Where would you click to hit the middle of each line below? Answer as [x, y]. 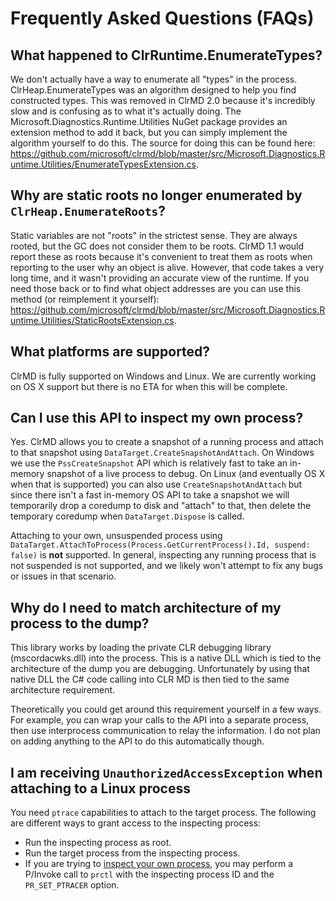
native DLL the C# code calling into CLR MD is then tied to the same [150, 679]
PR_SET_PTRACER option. [72, 885]
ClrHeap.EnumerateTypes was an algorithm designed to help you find [153, 90]
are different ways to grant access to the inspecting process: [136, 823]
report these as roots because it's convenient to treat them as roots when [161, 256]
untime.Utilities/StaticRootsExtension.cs [92, 320]
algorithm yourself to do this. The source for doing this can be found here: [163, 143]
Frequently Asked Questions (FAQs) [162, 18]
